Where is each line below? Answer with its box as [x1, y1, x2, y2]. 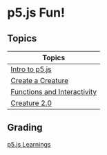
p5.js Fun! [7, 5, 66, 21]
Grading [7, 122, 43, 134]
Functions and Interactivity [10, 87, 97, 96]
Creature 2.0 [10, 98, 52, 108]
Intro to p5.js [10, 64, 52, 74]
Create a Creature [10, 76, 69, 85]
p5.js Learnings [7, 140, 51, 148]
